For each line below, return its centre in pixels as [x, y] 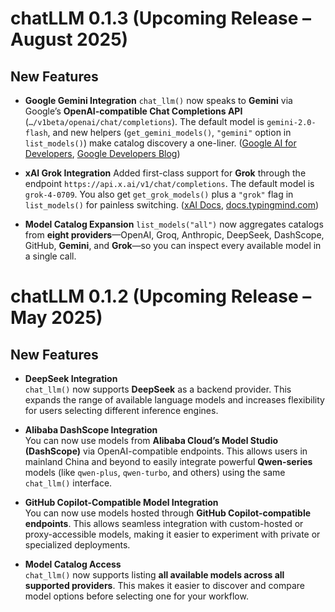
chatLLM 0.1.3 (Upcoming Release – [161, 18]
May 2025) [56, 318]
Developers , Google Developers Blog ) [102, 153]
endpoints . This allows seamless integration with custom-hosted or [164, 523]
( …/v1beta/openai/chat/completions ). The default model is [144, 121]
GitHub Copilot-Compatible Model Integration [121, 502]
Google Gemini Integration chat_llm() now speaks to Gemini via [158, 100]
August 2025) [69, 39]
